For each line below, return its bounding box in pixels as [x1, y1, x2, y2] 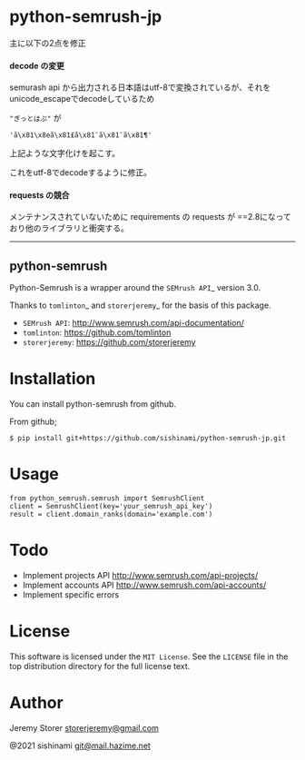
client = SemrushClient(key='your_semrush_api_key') [9, 502, 213, 511]
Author [9, 693, 64, 714]
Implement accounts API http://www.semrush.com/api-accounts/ [22, 579, 267, 590]
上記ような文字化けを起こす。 [9, 148, 121, 159]
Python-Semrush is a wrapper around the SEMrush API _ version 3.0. [9, 282, 261, 293]
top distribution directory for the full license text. [9, 660, 191, 671]
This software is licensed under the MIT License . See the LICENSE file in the [9, 651, 289, 662]
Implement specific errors [22, 588, 120, 600]
